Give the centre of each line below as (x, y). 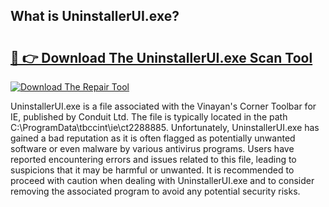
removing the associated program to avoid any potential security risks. (155, 191)
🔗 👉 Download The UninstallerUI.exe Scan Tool (161, 57)
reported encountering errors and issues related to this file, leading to (153, 159)
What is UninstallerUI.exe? (95, 16)
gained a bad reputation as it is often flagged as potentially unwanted (153, 138)
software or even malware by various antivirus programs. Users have (152, 148)
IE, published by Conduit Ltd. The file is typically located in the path (149, 117)
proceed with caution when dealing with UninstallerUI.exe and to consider (162, 180)
